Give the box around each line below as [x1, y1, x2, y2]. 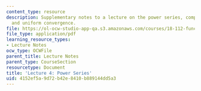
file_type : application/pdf [6, 31, 77, 37]
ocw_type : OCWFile [6, 48, 52, 54]
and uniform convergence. [11, 20, 77, 26]
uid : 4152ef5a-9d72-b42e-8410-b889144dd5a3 [6, 75, 117, 81]
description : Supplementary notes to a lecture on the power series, [6, 14, 184, 20]
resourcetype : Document [6, 64, 66, 71]
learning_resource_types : [6, 37, 71, 43]
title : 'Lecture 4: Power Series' [6, 70, 93, 76]
